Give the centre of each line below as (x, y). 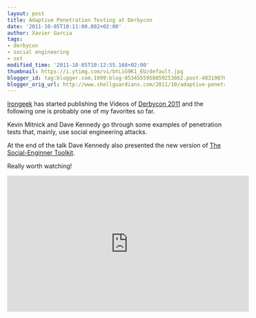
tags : (15, 39)
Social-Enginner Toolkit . (41, 153)
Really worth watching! (40, 166)
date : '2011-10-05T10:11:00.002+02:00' (65, 26)
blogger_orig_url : (33, 84)
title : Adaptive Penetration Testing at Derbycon (80, 20)
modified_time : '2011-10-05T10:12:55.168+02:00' (78, 65)
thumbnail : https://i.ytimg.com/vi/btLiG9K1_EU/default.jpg (96, 71)
